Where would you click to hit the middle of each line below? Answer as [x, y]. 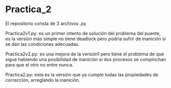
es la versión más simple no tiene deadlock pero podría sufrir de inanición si [86, 39]
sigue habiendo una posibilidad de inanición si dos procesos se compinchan [86, 59]
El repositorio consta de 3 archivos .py [46, 23]
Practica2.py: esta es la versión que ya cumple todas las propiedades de [82, 74]
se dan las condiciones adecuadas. [42, 44]
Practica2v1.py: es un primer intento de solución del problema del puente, [83, 33]
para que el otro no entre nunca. [39, 65]
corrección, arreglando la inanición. [43, 80]
